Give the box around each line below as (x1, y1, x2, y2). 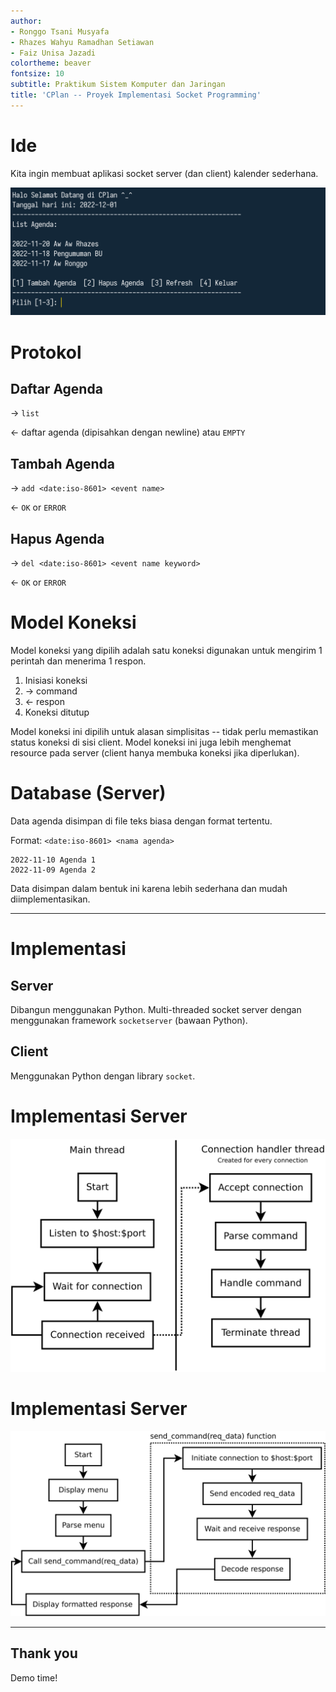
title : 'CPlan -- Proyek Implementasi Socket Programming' (10, 90, 262, 100)
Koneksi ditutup (24, 706, 90, 718)
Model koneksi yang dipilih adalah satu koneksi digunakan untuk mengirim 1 (10, 645, 323, 656)
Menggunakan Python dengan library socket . (10, 1070, 196, 1082)
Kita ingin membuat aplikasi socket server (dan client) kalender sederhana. (10, 167, 319, 179)
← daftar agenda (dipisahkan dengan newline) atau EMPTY (10, 426, 246, 439)
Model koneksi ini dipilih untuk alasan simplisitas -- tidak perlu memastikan (10, 726, 319, 737)
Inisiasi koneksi (24, 675, 88, 686)
